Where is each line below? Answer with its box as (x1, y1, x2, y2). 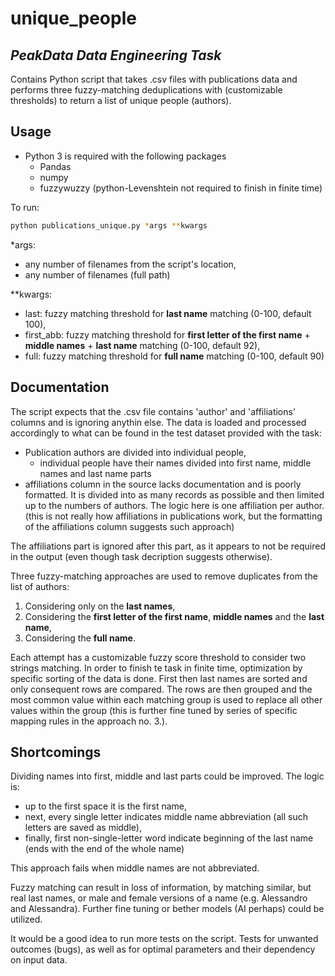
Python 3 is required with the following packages (24, 150, 227, 162)
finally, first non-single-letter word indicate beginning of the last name (24, 832, 314, 844)
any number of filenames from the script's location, (24, 258, 237, 270)
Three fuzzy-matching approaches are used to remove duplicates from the (10, 570, 318, 582)
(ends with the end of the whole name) (24, 843, 185, 855)
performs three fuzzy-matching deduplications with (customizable (10, 84, 283, 96)
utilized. (10, 913, 43, 926)
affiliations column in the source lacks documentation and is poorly (24, 478, 302, 490)
